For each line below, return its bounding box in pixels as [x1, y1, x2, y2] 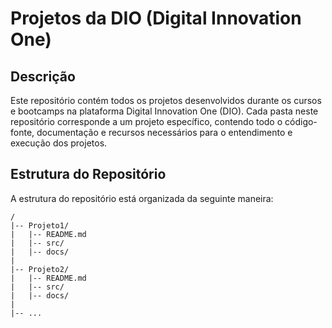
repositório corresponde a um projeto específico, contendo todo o [10, 116, 283, 127]
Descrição [10, 68, 76, 85]
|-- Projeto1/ [10, 220, 70, 231]
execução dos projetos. [10, 137, 108, 149]
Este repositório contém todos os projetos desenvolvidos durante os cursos [10, 95, 322, 106]
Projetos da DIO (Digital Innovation [10, 7, 302, 30]
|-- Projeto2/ [10, 264, 70, 274]
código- [284, 116, 318, 127]
